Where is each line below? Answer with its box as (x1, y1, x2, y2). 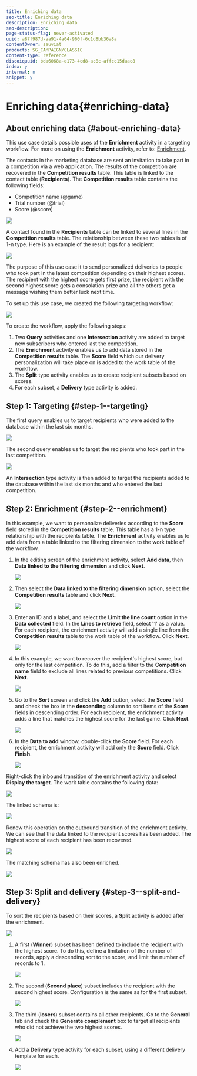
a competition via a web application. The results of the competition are (6, 163, 177, 170)
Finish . (14, 750, 32, 757)
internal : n (6, 69, 35, 75)
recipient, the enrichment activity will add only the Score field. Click (14, 744, 179, 751)
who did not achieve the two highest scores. (14, 1023, 122, 1031)
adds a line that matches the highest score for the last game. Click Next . (14, 715, 190, 722)
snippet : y (6, 74, 33, 80)
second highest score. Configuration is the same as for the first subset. (14, 988, 188, 995)
